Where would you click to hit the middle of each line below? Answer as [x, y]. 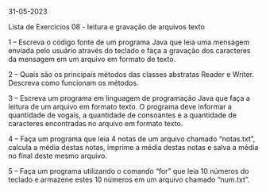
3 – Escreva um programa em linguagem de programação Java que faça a [129, 98]
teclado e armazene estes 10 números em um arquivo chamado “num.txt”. [129, 179]
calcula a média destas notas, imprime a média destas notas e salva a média [133, 147]
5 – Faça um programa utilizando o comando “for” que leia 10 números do [129, 171]
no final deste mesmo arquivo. [58, 156]
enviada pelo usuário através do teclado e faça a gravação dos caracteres [130, 50]
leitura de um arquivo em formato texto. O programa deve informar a [120, 107]
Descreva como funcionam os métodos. [73, 83]
